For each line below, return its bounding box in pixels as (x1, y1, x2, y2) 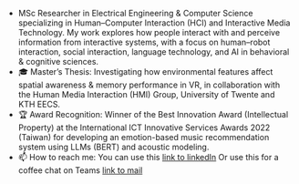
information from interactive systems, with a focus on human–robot (17, 36, 271, 47)
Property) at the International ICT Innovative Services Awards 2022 (17, 122, 271, 133)
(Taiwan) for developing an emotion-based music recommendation (17, 132, 270, 142)
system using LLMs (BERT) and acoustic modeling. (17, 141, 210, 152)
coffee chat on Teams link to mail (17, 165, 143, 176)
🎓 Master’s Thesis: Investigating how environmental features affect (17, 66, 273, 77)
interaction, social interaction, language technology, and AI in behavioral (17, 46, 290, 57)
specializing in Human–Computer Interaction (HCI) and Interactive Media (17, 17, 291, 28)
